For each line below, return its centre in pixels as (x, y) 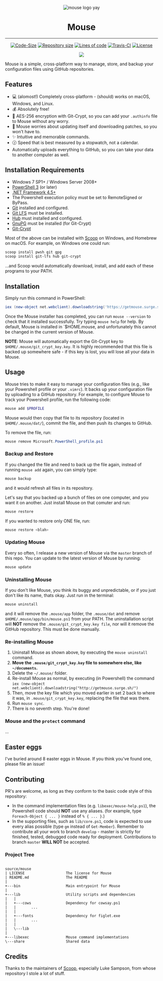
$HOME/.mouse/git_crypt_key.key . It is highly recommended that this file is (79, 347)
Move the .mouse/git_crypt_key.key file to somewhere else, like (77, 663)
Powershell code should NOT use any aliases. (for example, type (77, 811)
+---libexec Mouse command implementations (67, 937)
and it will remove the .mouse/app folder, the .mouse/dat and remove (73, 613)
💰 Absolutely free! (31, 109)
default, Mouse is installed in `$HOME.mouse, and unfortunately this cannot (81, 327)
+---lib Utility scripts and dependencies (70, 895)
